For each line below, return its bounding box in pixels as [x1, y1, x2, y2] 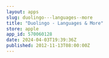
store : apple [6, 25, 39, 32]
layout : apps [6, 8, 39, 15]
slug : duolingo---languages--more [6, 14, 93, 21]
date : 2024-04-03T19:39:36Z [6, 37, 77, 43]
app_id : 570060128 [6, 31, 52, 37]
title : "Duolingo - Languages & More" [6, 20, 104, 26]
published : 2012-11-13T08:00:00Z [6, 43, 90, 49]
